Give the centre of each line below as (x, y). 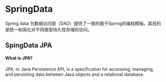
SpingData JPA (29, 45)
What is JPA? (19, 58)
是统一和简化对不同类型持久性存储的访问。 (49, 29)
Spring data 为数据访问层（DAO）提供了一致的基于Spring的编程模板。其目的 (83, 23)
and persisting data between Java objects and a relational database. (75, 74)
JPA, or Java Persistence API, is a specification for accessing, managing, (80, 69)
